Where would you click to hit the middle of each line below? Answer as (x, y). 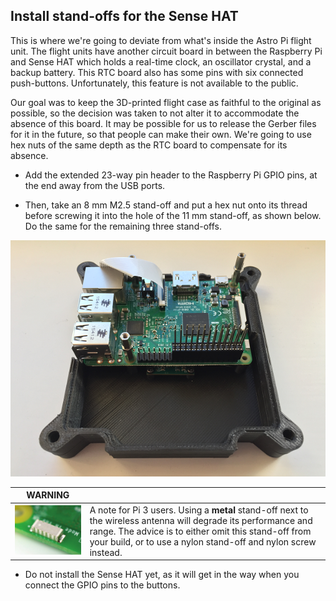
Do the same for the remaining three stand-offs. (123, 226)
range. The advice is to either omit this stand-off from (200, 531)
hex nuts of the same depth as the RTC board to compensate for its (149, 145)
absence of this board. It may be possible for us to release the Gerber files (163, 123)
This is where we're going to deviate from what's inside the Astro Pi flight (161, 40)
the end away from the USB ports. (95, 185)
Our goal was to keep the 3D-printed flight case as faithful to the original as (166, 102)
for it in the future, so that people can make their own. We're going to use (161, 134)
